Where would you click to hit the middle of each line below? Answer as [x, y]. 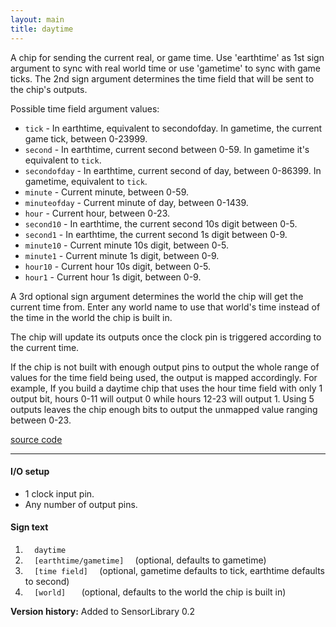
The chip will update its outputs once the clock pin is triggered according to [166, 337]
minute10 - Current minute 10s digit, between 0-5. [126, 245]
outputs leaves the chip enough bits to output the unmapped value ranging [164, 409]
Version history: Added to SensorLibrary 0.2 [103, 611]
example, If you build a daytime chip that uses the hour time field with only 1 [166, 388]
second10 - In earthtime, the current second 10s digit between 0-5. [161, 223]
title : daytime [42, 29]
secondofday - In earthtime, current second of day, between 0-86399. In [173, 170]
